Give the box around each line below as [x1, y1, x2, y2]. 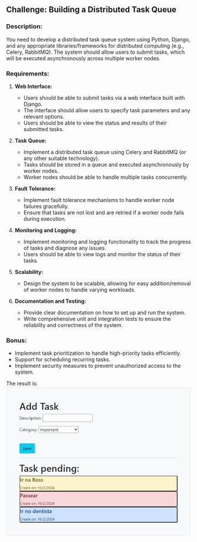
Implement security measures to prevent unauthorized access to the [14, 363, 181, 370]
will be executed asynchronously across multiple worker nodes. [6, 54, 161, 61]
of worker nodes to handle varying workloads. [23, 286, 136, 293]
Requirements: [6, 69, 50, 77]
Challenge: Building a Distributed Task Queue [6, 5, 177, 15]
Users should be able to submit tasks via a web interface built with [23, 94, 185, 101]
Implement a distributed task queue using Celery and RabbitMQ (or [23, 148, 186, 155]
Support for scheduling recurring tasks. [14, 356, 111, 363]
